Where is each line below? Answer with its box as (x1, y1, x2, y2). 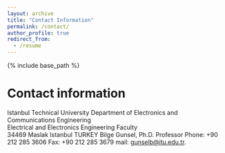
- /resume (13, 42, 41, 49)
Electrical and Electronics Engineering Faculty (7, 123, 138, 132)
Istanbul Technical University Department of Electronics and (7, 108, 178, 116)
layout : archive (7, 10, 54, 17)
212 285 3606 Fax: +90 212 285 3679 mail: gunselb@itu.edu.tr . (7, 138, 186, 146)
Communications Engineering (7, 116, 91, 124)
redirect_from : (7, 36, 51, 43)
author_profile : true (7, 29, 70, 37)
